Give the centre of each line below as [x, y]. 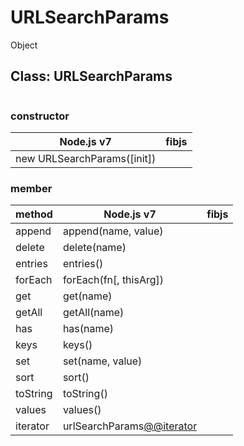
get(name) [87, 296]
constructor [40, 116]
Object [24, 45]
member [31, 188]
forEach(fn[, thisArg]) [113, 280]
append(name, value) [113, 231]
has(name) [88, 329]
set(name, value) [102, 361]
